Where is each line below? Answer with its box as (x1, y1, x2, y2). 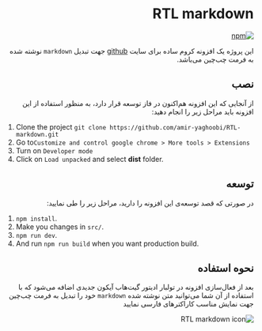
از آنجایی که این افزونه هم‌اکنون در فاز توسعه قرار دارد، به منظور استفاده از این (22, 98, 254, 107)
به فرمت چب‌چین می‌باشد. (177, 55, 254, 64)
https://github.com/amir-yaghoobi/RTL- (109, 123, 241, 131)
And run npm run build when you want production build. (15, 239, 199, 248)
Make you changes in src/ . (15, 222, 104, 231)
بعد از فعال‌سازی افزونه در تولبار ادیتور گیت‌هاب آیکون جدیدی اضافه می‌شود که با (18, 282, 254, 292)
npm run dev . (15, 230, 58, 239)
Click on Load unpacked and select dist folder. (15, 154, 164, 164)
